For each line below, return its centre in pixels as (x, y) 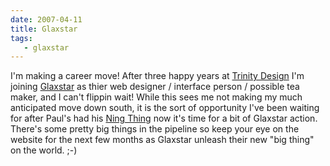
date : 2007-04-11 (46, 19)
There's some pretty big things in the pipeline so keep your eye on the (155, 129)
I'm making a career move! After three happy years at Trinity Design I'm (157, 76)
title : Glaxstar (44, 29)
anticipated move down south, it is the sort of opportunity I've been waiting (165, 108)
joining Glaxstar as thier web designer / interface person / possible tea (155, 87)
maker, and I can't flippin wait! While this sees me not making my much (156, 97)
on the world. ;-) (44, 150)
